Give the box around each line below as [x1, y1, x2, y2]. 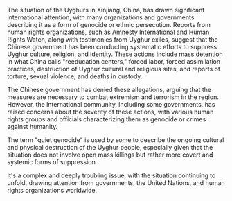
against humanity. [7, 123, 58, 130]
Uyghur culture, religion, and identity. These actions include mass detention [7, 50, 223, 58]
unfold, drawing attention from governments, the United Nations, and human [7, 179, 225, 186]
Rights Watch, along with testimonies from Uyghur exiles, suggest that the [7, 35, 218, 44]
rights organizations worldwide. [7, 186, 98, 194]
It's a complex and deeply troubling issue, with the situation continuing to [7, 171, 216, 180]
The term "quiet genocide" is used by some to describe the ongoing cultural [7, 136, 224, 144]
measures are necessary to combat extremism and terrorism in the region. [7, 93, 220, 101]
